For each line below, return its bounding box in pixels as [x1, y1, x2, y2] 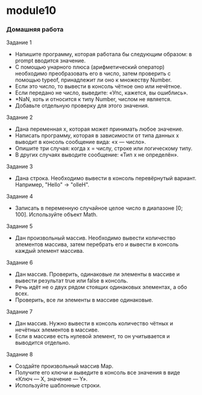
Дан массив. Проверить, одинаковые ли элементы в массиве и [14, 270, 180, 278]
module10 [6, 4, 57, 18]
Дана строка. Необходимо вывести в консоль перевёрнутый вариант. [14, 175, 197, 182]
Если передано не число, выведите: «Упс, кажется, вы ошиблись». [14, 89, 188, 97]
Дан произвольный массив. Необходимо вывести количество [14, 234, 176, 242]
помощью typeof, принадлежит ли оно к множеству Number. [14, 76, 172, 83]
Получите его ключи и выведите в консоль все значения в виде [14, 369, 180, 376]
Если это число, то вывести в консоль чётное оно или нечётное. [14, 83, 182, 90]
